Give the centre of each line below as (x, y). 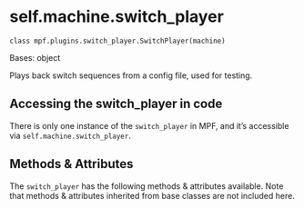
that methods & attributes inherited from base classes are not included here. (152, 195)
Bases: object (35, 57)
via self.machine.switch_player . (71, 135)
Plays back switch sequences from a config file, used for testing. (131, 75)
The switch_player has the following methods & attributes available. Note (147, 186)
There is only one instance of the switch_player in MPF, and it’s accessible (149, 125)
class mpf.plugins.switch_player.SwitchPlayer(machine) (117, 41)
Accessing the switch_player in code (116, 104)
